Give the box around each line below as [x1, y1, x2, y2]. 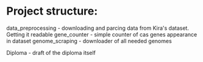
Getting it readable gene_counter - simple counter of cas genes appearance [6, 30, 198, 38]
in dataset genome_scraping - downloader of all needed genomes [6, 37, 172, 44]
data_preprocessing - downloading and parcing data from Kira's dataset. [6, 24, 189, 32]
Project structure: [6, 4, 98, 18]
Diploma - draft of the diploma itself [6, 49, 96, 56]
